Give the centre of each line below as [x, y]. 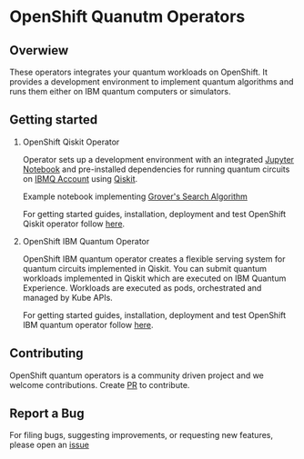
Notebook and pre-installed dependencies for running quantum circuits [156, 169]
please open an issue [49, 445]
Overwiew [39, 50]
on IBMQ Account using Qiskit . [80, 178]
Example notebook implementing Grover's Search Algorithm [135, 196]
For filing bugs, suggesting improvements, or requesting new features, [142, 435]
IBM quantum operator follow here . [88, 324]
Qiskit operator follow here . [74, 224]
